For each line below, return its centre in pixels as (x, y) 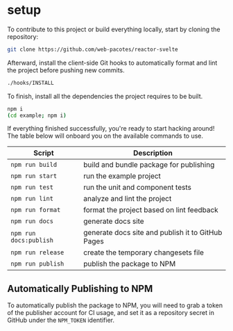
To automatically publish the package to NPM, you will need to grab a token (115, 305)
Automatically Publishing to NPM (80, 288)
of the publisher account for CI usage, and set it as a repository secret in (111, 313)
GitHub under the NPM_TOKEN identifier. (61, 320)
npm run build (34, 165)
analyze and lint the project (127, 199)
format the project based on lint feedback (150, 210)
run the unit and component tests (137, 188)
